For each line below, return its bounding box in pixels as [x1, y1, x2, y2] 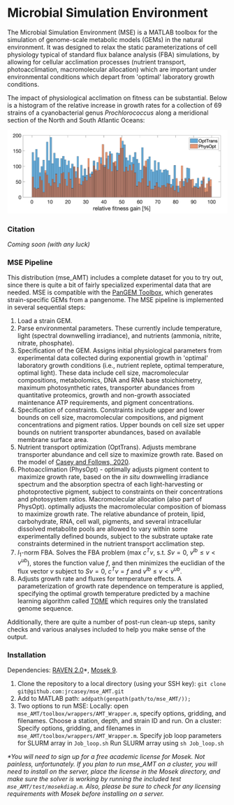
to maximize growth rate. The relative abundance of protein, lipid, [17, 510, 206, 518]
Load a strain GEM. [17, 317, 73, 325]
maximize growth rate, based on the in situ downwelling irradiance [17, 473, 209, 481]
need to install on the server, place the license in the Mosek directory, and [7, 767, 221, 776]
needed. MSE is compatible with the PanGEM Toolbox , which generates [7, 288, 213, 297]
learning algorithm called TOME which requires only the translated [17, 597, 208, 605]
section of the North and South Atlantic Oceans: [7, 115, 145, 124]
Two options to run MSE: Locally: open [17, 701, 129, 711]
